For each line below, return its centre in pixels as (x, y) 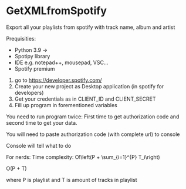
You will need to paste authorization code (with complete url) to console (93, 134)
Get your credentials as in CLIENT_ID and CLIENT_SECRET (85, 99)
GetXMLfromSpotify (57, 11)
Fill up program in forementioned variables (66, 105)
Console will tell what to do (39, 145)
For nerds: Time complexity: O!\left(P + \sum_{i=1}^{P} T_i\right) (83, 157)
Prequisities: (21, 38)
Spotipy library (32, 56)
